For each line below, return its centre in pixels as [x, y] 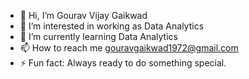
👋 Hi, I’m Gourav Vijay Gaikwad [83, 15]
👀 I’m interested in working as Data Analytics [112, 26]
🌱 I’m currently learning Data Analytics [98, 36]
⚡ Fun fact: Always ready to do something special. [123, 63]
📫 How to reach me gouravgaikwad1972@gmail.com [129, 48]
